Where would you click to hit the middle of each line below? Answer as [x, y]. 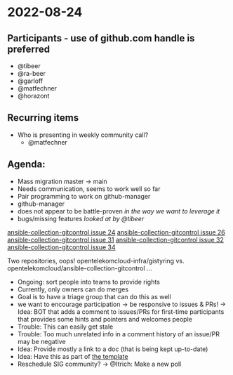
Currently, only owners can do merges [73, 289]
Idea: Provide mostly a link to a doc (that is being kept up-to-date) [113, 349]
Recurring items [43, 118]
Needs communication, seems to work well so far [89, 189]
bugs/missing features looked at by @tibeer [81, 218]
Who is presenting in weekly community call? [83, 135]
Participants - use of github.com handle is [101, 38]
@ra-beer [32, 73]
